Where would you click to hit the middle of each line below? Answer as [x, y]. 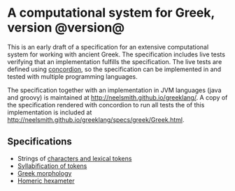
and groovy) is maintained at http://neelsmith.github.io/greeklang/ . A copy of [117, 97]
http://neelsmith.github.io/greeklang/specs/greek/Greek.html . [96, 119]
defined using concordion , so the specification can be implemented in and [114, 69]
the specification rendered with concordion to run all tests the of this [106, 105]
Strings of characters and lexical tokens [74, 158]
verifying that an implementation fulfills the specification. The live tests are [115, 61]
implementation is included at [50, 112]
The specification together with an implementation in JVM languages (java [114, 90]
